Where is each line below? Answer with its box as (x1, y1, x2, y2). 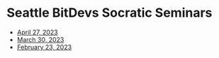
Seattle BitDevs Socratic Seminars (6, 5, 213, 21)
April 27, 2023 (16, 28, 58, 36)
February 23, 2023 (16, 43, 72, 51)
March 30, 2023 (16, 35, 64, 43)
